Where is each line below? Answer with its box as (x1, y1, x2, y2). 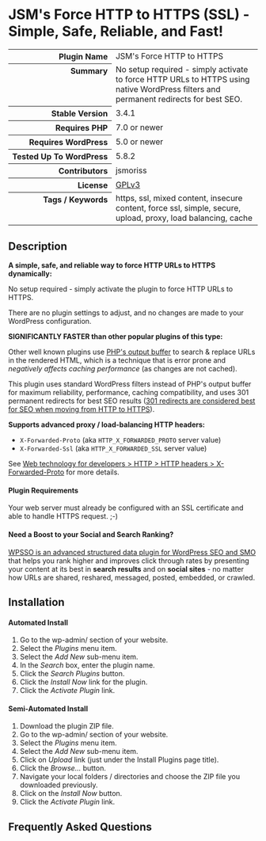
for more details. (66, 467, 120, 477)
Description (8, 239, 67, 253)
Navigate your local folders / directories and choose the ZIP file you (19, 772, 240, 782)
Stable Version (51, 108, 108, 119)
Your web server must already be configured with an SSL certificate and (8, 503, 244, 512)
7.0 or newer (115, 121, 164, 132)
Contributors (58, 165, 108, 176)
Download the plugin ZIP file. (19, 721, 115, 731)
